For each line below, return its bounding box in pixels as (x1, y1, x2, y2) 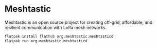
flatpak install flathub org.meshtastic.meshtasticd (4, 34, 114, 39)
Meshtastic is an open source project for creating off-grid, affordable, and (4, 19, 153, 25)
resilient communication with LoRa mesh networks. (4, 24, 107, 30)
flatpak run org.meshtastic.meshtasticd (4, 38, 88, 43)
